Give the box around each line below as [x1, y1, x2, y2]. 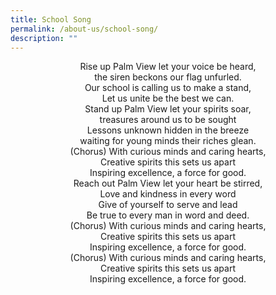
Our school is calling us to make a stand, [84, 82, 252, 94]
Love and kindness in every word [99, 188, 237, 200]
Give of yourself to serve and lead [98, 199, 238, 211]
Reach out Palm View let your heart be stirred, [73, 177, 263, 190]
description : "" [10, 33, 78, 43]
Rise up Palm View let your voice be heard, [79, 61, 257, 73]
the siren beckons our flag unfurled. [94, 71, 242, 83]
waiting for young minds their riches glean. [79, 135, 257, 147]
